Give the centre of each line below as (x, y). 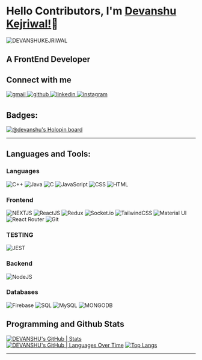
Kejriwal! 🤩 (32, 24)
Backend (20, 264)
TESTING (20, 234)
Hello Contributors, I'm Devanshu (91, 11)
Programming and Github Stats (65, 324)
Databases (22, 292)
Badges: (22, 115)
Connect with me (39, 80)
